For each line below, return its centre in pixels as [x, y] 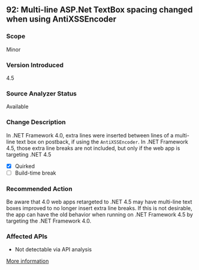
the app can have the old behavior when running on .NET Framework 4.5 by [100, 214]
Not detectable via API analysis [53, 250]
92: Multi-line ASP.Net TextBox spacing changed [99, 10]
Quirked [25, 166]
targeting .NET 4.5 [29, 154]
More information [28, 261]
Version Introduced [35, 65]
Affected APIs [27, 236]
